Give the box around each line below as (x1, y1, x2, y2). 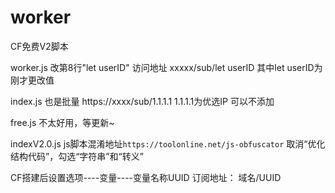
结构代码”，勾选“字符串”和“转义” (10, 150, 144, 162)
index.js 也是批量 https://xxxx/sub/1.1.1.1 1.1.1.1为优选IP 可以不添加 (10, 95, 275, 107)
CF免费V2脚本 (10, 40, 69, 52)
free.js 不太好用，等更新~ (10, 116, 115, 128)
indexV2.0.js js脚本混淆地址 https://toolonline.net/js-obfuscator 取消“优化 (10, 137, 326, 150)
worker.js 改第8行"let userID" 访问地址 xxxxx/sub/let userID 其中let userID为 (10, 61, 323, 73)
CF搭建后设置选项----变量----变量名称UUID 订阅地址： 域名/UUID (10, 171, 282, 183)
